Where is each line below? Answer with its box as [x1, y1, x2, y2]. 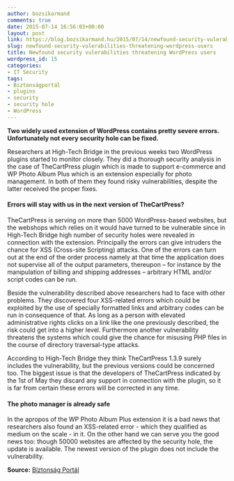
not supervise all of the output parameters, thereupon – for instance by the [7, 260, 221, 268]
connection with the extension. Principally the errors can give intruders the [7, 238, 221, 246]
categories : [7, 62, 42, 69]
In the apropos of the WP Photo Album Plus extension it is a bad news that [7, 415, 221, 424]
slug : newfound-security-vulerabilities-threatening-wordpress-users [7, 43, 214, 49]
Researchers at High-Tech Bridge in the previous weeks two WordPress [7, 147, 212, 155]
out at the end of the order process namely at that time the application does [7, 252, 224, 261]
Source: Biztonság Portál [7, 466, 79, 474]
